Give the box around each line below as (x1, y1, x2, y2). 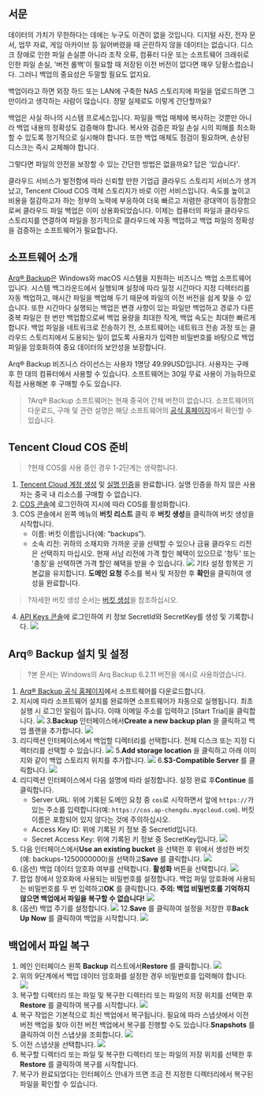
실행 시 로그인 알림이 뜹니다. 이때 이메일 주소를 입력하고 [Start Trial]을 (19, 706, 235, 716)
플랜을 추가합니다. (28, 726, 84, 736)
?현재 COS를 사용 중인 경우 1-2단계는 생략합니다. (27, 463, 178, 472)
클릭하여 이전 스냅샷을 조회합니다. (19, 1030, 124, 1040)
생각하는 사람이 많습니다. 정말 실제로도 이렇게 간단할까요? (35, 96, 212, 105)
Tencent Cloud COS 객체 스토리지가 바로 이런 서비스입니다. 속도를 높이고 (24, 186, 251, 195)
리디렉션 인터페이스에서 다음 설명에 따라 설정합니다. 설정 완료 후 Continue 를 (19, 775, 255, 785)
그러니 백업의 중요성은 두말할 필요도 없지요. (18, 69, 151, 79)
